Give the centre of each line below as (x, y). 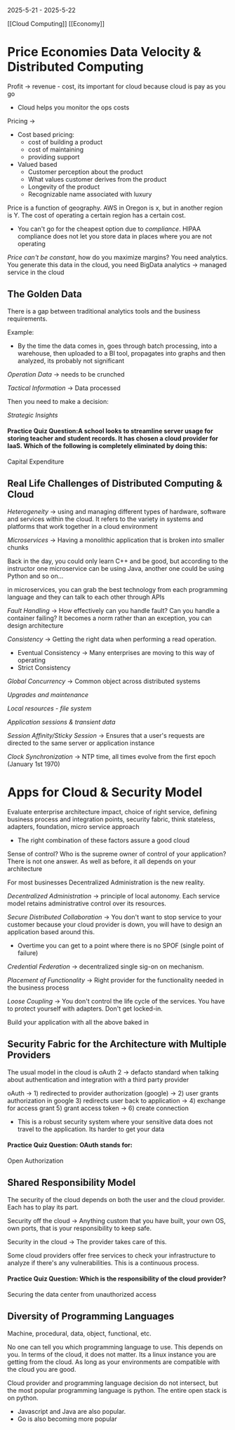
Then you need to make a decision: (58, 401)
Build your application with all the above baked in (78, 1022)
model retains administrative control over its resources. (87, 903)
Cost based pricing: (46, 134)
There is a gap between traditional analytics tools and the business (104, 311)
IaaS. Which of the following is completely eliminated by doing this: (107, 446)
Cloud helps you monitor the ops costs (73, 107)
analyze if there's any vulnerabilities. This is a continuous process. (103, 1262)
